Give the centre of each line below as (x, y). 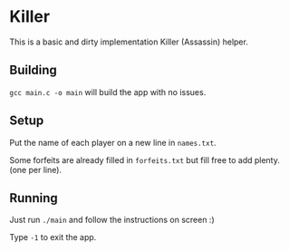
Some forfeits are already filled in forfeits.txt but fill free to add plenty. (145, 159)
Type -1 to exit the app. (53, 237)
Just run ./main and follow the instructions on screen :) (112, 220)
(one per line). (35, 169)
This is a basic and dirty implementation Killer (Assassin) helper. (129, 42)
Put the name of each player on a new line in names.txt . (113, 142)
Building (33, 70)
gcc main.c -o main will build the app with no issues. (108, 92)
